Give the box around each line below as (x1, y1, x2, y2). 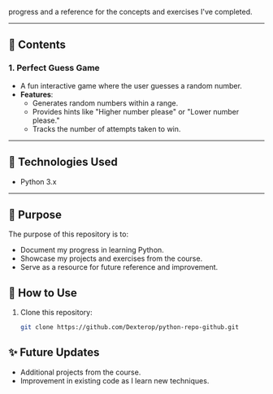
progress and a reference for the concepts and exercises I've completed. (8, 7, 253, 16)
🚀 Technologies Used (8, 155, 118, 169)
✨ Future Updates (8, 345, 100, 360)
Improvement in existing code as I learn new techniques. (19, 375, 210, 385)
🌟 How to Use (8, 286, 77, 300)
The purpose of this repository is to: (8, 229, 128, 239)
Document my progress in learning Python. (19, 245, 164, 255)
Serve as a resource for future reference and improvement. (19, 262, 219, 272)
